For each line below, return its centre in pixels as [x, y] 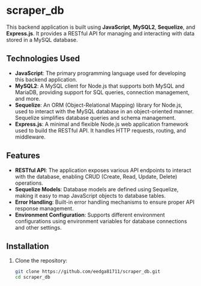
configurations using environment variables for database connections [101, 221]
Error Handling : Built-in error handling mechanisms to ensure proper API [105, 202]
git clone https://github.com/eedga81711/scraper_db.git [88, 272]
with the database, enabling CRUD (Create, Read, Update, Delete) [96, 176]
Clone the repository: [41, 261]
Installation [28, 246]
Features [23, 156]
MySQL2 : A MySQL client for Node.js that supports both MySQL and [100, 86]
